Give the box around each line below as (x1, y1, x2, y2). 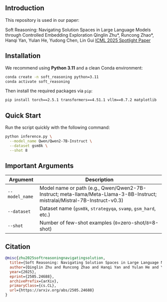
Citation (5, 242, 31, 251)
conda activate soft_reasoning (5, 79, 70, 84)
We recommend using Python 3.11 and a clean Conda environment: (5, 64, 143, 71)
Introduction (5, 4, 45, 12)
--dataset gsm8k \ (9, 143, 48, 148)
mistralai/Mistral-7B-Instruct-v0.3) (39, 197, 124, 204)
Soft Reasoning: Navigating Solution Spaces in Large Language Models (5, 27, 151, 33)
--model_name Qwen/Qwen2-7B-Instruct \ (9, 138, 92, 143)
